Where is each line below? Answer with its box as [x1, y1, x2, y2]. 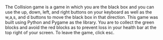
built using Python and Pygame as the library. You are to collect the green [5, 19, 154, 25]
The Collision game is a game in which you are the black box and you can [5, 4, 154, 10]
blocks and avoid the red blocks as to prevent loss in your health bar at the [5, 25, 157, 30]
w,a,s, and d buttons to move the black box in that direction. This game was [5, 14, 159, 20]
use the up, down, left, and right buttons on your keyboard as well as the [5, 9, 152, 15]
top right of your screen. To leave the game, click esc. [5, 30, 115, 35]
